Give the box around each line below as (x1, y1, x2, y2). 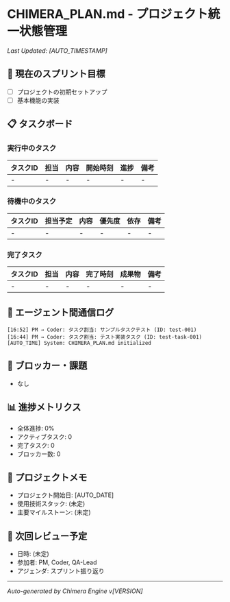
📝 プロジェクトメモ (7, 471, 88, 483)
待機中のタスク (7, 197, 57, 206)
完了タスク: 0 (16, 441, 55, 449)
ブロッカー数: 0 (16, 450, 61, 458)
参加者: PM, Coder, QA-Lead (16, 558, 97, 566)
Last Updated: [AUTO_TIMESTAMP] (7, 46, 107, 55)
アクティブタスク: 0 (16, 433, 73, 441)
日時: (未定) (16, 550, 49, 558)
